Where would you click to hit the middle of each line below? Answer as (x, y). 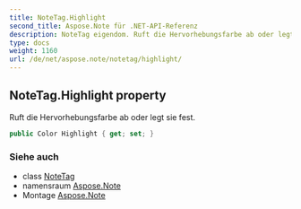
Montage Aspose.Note (64, 195)
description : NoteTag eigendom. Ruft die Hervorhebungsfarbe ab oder (142, 34)
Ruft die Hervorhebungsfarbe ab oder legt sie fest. (102, 117)
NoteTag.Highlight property (88, 96)
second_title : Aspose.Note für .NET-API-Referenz (104, 26)
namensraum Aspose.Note (71, 186)
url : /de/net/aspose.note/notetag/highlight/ (95, 59)
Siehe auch (34, 156)
